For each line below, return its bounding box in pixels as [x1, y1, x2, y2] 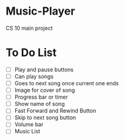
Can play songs [14, 72, 54, 80]
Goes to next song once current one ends [14, 80, 119, 86]
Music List [14, 128, 41, 135]
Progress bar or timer [14, 93, 68, 101]
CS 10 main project [5, 24, 53, 32]
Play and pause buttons [14, 66, 74, 73]
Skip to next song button [14, 114, 76, 121]
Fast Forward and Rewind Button [14, 107, 96, 114]
